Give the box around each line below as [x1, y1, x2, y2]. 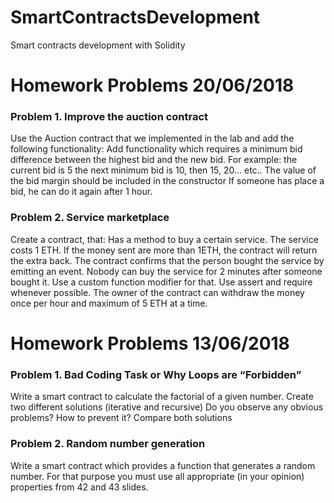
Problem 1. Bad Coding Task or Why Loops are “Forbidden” [10, 367, 302, 381]
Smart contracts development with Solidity [10, 39, 186, 51]
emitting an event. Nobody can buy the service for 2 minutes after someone [10, 265, 323, 277]
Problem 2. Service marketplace [10, 211, 170, 225]
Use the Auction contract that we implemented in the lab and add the [10, 132, 295, 145]
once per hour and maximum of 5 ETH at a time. [10, 297, 208, 309]
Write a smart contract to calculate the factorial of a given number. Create [10, 391, 314, 403]
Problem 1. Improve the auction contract [10, 110, 209, 124]
